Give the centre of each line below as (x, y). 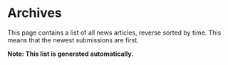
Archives (35, 13)
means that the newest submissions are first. (73, 40)
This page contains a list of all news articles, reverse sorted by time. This (114, 32)
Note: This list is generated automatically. (71, 54)
